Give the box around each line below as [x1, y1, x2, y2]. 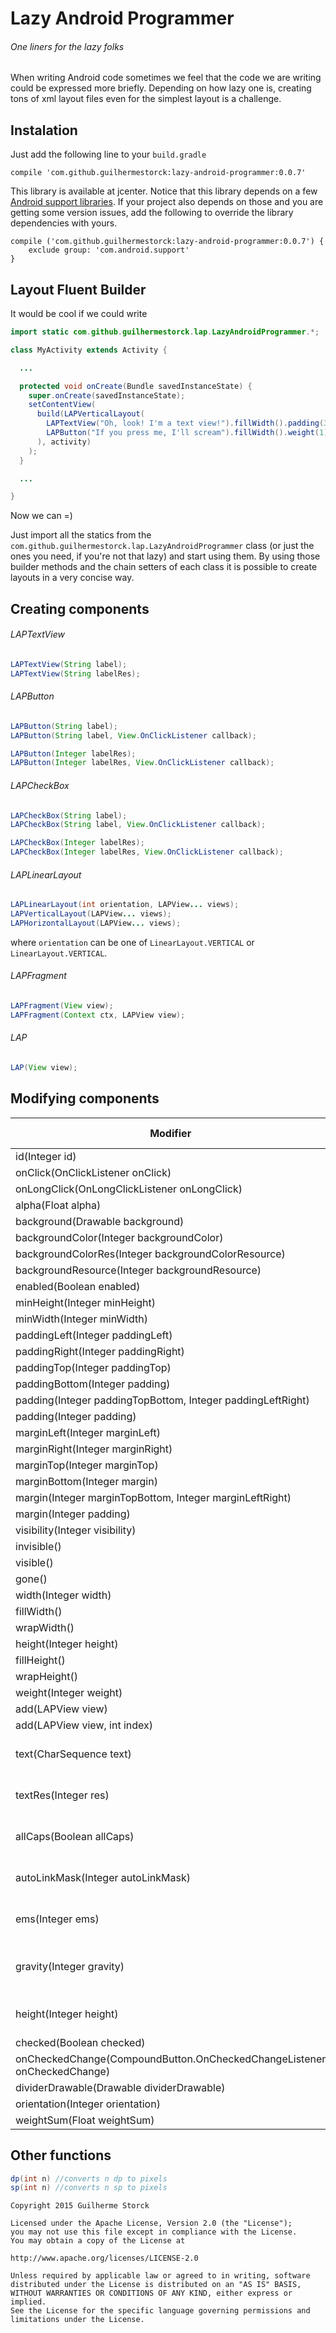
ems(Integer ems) [15, 1912, 100, 1926]
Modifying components [10, 1090, 160, 1107]
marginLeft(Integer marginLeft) [15, 1425, 161, 1439]
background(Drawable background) [15, 1214, 185, 1228]
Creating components [10, 600, 150, 617]
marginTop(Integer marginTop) [15, 1458, 159, 1472]
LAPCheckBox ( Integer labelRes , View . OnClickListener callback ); [10, 847, 284, 857]
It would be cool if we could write [10, 308, 148, 320]
